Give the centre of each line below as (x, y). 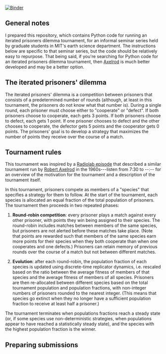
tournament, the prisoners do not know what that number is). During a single (83, 105)
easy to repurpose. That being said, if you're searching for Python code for (82, 56)
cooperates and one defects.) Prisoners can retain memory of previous (85, 247)
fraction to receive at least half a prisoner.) (56, 304)
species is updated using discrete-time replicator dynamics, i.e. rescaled (86, 267)
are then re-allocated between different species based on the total (80, 283)
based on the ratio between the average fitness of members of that (81, 272)
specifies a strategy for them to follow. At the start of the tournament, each (81, 195)
